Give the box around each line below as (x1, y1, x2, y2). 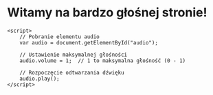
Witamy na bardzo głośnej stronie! (7, 5, 208, 21)
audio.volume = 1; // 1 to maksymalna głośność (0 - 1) (19, 57, 186, 64)
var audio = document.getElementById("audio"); (19, 39, 158, 46)
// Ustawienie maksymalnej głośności (19, 51, 128, 58)
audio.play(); (19, 75, 60, 82)
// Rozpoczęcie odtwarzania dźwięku (19, 69, 125, 76)
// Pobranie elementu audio (19, 33, 100, 40)
